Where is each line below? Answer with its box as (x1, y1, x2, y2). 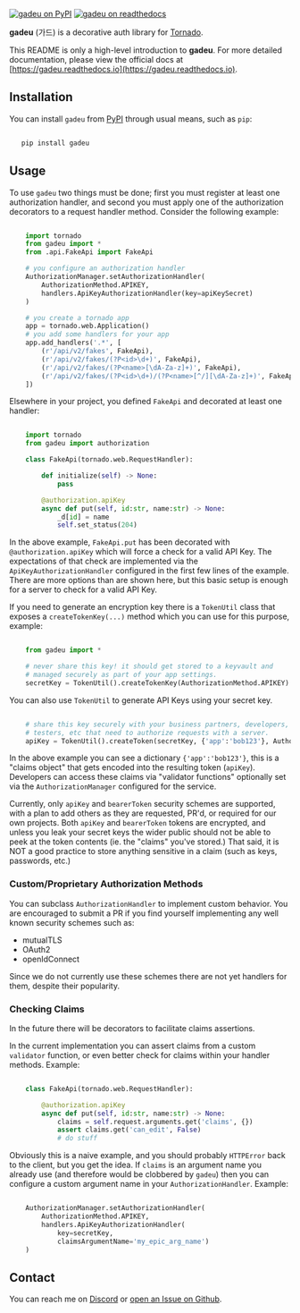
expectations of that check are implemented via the (9, 555, 199, 567)
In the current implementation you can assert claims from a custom (9, 1040, 256, 1051)
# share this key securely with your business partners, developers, (25, 720, 290, 729)
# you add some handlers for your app (25, 330, 170, 339)
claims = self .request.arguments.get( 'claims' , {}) (56, 1117, 254, 1126)
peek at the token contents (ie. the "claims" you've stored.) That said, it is (9, 836, 279, 847)
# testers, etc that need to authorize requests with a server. (25, 728, 270, 737)
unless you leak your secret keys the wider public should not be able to (9, 827, 271, 838)
